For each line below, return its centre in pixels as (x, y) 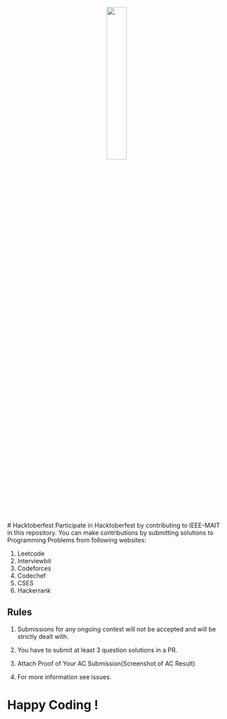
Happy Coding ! (53, 705)
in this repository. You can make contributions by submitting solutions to (110, 533)
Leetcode (31, 554)
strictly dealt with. (43, 636)
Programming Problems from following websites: (77, 540)
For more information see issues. (64, 677)
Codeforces (34, 568)
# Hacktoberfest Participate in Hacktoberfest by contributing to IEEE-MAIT (113, 525)
